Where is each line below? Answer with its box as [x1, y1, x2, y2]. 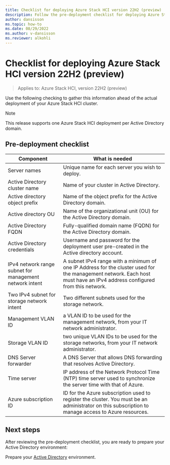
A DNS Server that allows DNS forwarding [63, 353, 162, 361]
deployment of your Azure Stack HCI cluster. [5, 100, 99, 106]
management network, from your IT [63, 318, 148, 325]
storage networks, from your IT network [63, 339, 158, 346]
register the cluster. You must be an [63, 396, 148, 403]
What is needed [93, 155, 133, 162]
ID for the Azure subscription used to [63, 389, 151, 396]
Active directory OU [8, 210, 55, 218]
